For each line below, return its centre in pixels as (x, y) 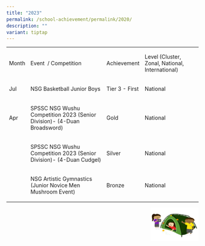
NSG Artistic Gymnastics (61, 179)
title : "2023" (24, 13)
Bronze (116, 185)
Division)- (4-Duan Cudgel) (66, 159)
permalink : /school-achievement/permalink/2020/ (69, 19)
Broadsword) (47, 128)
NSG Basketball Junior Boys (65, 89)
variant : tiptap (27, 32)
